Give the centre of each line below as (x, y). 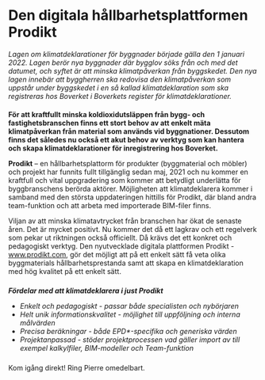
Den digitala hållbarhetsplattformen (128, 15)
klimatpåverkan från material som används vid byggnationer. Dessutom (129, 131)
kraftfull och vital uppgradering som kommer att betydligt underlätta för (125, 180)
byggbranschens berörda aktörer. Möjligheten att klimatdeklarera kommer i (131, 188)
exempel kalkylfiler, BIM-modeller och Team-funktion (107, 348)
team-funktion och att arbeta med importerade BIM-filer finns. (110, 205)
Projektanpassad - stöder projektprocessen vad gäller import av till (130, 340)
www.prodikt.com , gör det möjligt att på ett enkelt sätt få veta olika (117, 254)
